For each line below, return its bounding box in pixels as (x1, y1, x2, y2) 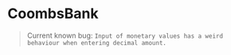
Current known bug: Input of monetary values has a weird (26, 31, 224, 40)
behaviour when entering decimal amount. (26, 38, 166, 47)
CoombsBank (7, 5, 99, 23)
